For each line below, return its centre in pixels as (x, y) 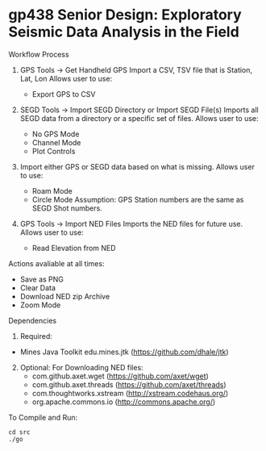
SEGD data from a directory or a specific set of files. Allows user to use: (139, 118)
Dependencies (33, 320)
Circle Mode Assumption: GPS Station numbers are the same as (138, 199)
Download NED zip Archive (65, 296)
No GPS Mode (56, 134)
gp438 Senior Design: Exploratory (125, 15)
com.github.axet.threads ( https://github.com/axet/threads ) (129, 384)
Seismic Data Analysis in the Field (124, 32)
